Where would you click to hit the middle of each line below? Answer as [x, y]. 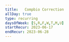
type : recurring [21, 18]
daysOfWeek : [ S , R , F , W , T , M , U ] [34, 23]
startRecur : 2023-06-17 [29, 28]
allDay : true [18, 14]
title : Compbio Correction [34, 9]
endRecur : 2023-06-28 [27, 32]
